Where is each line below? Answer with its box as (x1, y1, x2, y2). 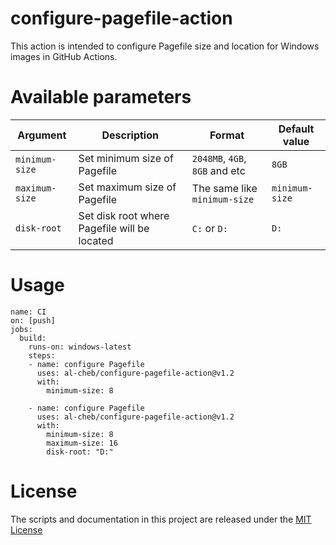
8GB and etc (191, 163, 246, 177)
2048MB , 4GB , (191, 151, 247, 165)
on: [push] (10, 315, 56, 326)
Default (278, 122, 315, 136)
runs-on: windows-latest (28, 342, 132, 352)
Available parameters (10, 86, 192, 109)
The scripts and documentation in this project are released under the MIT (10, 513, 312, 525)
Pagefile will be (78, 221, 150, 235)
